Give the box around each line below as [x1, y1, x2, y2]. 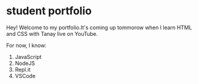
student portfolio [6, 4, 92, 18]
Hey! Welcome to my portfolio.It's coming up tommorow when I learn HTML [6, 24, 193, 31]
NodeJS [14, 60, 35, 67]
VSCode [14, 72, 36, 79]
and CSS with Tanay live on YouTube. [6, 30, 98, 37]
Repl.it [14, 66, 31, 73]
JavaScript [14, 53, 42, 60]
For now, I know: [6, 42, 47, 49]
